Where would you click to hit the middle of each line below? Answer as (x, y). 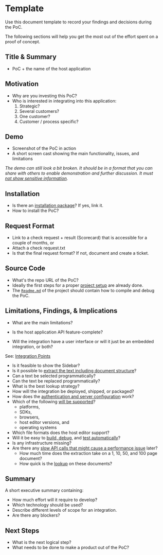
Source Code (25, 269)
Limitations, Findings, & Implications (61, 311)
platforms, (29, 407)
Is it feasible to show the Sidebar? (46, 365)
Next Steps (22, 530)
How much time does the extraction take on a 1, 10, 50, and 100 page (88, 453)
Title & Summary (31, 57)
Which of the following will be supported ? (54, 401)
